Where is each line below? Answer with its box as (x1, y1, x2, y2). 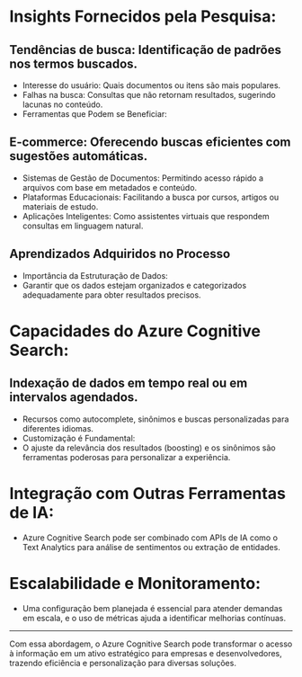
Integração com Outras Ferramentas (9, 483, 286, 503)
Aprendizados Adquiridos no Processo (9, 246, 231, 262)
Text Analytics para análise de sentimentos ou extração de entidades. (22, 541, 280, 552)
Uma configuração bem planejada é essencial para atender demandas (22, 602, 283, 613)
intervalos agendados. (9, 389, 138, 405)
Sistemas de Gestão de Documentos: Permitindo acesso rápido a (22, 173, 263, 183)
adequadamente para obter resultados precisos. (22, 290, 201, 300)
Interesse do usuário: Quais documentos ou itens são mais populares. (22, 80, 281, 91)
